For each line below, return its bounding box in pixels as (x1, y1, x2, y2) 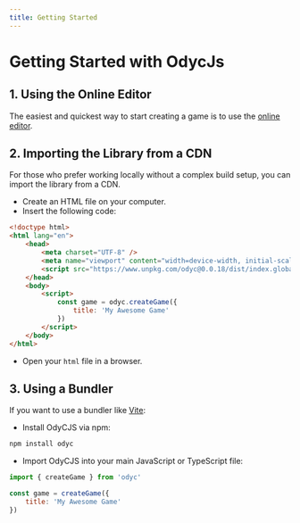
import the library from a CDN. (9, 179, 121, 190)
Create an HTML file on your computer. (21, 196, 167, 207)
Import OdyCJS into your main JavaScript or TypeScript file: (21, 456, 244, 467)
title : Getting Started (9, 12, 98, 22)
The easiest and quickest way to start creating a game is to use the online (9, 111, 281, 121)
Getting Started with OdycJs (9, 51, 225, 71)
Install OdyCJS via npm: (21, 422, 111, 433)
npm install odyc (9, 439, 74, 449)
